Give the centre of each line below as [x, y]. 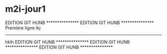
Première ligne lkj [23, 27]
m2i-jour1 [25, 9]
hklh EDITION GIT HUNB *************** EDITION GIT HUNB [68, 42]
